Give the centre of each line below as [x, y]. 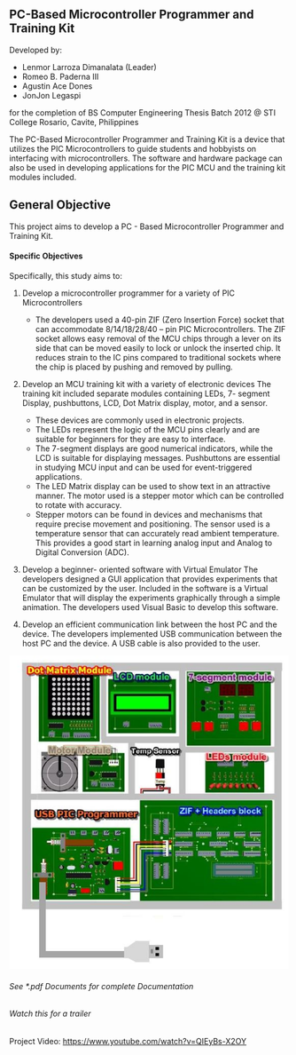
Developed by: [35, 50]
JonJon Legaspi [51, 95]
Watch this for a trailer [50, 1014]
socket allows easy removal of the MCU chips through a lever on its [158, 338]
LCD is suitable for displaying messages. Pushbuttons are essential [158, 457]
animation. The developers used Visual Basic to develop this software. [150, 607]
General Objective [60, 205]
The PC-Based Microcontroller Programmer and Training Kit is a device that [147, 139]
